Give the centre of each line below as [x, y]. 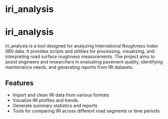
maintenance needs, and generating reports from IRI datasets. [70, 67]
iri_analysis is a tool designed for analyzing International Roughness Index [82, 46]
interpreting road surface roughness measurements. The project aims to [80, 56]
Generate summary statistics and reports [55, 105]
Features [19, 83]
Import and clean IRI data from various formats [61, 95]
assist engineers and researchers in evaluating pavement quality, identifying [84, 62]
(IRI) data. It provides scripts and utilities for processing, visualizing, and [80, 51]
